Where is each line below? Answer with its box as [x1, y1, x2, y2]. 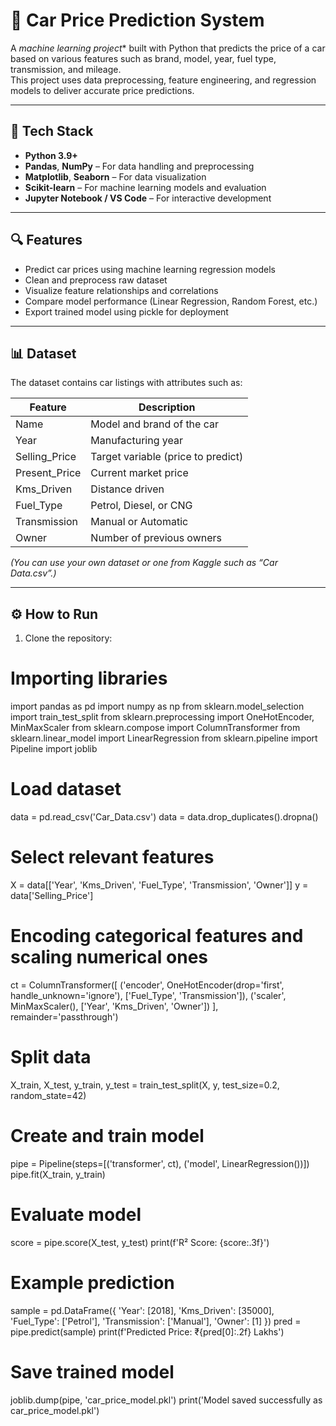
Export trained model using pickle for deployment [24, 305, 229, 318]
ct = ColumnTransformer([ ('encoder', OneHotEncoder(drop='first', [10, 979, 285, 991]
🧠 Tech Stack [10, 123, 94, 140]
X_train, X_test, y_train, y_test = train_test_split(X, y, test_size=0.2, [10, 1079, 280, 1091]
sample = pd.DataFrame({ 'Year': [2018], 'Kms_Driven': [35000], [10, 1304, 275, 1316]
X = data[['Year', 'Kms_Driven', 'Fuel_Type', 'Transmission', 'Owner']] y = [10, 879, 309, 891]
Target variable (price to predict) [90, 450, 244, 464]
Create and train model [10, 1125, 205, 1148]
